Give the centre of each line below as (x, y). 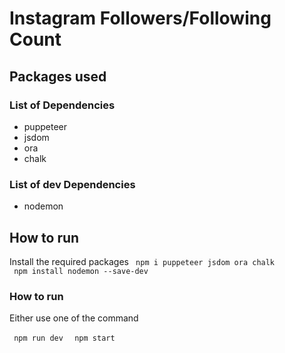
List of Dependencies (62, 105)
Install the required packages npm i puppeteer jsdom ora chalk (142, 261)
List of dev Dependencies (72, 184)
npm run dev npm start (64, 338)
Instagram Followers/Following (140, 18)
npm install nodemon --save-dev (81, 271)
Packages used (58, 76)
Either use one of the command (74, 318)
